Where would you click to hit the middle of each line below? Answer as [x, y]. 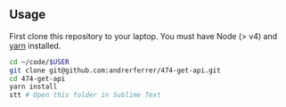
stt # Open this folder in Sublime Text [86, 95]
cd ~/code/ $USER [39, 62]
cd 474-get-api [37, 78]
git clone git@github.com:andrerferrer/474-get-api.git [115, 70]
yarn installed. [35, 45]
